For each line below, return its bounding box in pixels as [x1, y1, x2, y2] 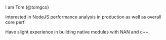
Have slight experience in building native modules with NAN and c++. [5, 29, 150, 34]
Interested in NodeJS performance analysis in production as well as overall [5, 14, 161, 19]
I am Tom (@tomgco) [5, 4, 49, 10]
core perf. [5, 19, 26, 25]
